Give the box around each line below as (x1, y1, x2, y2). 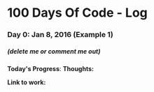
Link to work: (7, 78, 46, 86)
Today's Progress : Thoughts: (7, 65, 94, 73)
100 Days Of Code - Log (7, 5, 148, 21)
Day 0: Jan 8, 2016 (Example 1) (7, 30, 113, 40)
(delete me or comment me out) (7, 47, 101, 55)
